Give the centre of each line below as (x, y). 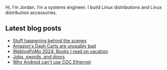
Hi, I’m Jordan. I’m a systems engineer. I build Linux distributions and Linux (83, 7)
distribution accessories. (31, 13)
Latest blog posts (33, 28)
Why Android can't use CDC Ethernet (52, 62)
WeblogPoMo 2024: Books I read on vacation (60, 51)
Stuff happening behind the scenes (49, 40)
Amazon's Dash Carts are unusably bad (54, 46)
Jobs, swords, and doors (39, 56)
